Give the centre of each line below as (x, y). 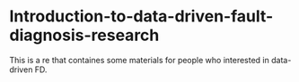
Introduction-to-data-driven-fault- (141, 16)
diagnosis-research (84, 35)
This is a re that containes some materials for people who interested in (139, 60)
